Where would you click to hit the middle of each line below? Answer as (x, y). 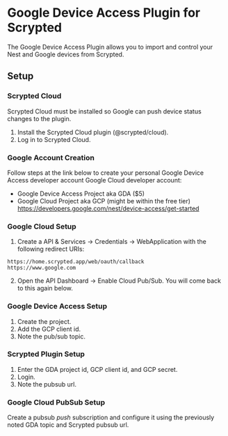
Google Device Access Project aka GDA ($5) (81, 194)
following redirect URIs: (51, 249)
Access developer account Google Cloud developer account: (95, 180)
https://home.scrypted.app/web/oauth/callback (76, 262)
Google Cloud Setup (42, 226)
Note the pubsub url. (47, 384)
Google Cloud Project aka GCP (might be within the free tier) (104, 201)
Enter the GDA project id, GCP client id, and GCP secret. (97, 369)
